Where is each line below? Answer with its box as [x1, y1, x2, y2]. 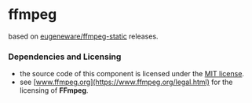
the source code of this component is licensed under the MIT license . [19, 69, 245, 79]
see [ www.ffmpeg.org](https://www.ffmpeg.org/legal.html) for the [19, 77, 233, 87]
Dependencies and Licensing [8, 51, 122, 62]
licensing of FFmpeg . [19, 86, 89, 95]
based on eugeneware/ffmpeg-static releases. [8, 31, 159, 41]
